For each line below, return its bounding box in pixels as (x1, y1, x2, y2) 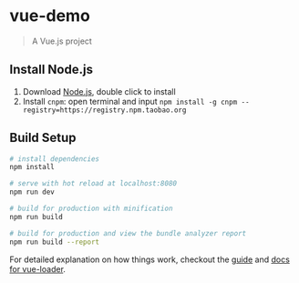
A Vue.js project (31, 35, 93, 46)
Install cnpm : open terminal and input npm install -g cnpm (22, 96, 238, 106)
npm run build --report (9, 238, 100, 247)
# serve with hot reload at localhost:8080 (9, 179, 178, 188)
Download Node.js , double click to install (22, 86, 176, 96)
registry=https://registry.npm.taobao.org (22, 106, 187, 115)
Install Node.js (9, 62, 94, 77)
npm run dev (9, 187, 55, 197)
